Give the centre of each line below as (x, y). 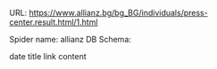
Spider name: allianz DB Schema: (71, 39)
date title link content (48, 56)
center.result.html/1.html (54, 22)
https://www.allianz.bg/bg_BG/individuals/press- (118, 13)
